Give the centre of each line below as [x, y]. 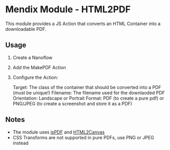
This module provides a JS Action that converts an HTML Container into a [83, 24]
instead [21, 143]
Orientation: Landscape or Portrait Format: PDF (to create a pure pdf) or [88, 98]
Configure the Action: [35, 77]
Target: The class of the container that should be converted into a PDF [87, 87]
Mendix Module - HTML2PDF [68, 9]
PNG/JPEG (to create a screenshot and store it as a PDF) [72, 103]
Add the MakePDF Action [39, 67]
